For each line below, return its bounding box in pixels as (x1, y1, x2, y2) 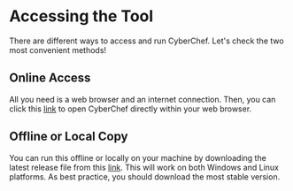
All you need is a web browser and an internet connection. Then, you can (9, 94, 276, 104)
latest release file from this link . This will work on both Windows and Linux (9, 162, 279, 172)
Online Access (9, 71, 91, 86)
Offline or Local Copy (9, 129, 128, 144)
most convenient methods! (9, 44, 107, 55)
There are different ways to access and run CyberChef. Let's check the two (9, 35, 285, 46)
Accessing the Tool (9, 6, 154, 27)
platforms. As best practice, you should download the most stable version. (9, 171, 281, 182)
